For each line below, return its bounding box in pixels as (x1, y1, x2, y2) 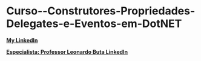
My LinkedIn (6, 36, 38, 44)
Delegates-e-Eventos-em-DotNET (6, 17, 182, 30)
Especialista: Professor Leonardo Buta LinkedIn (6, 48, 128, 55)
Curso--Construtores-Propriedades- (6, 4, 196, 18)
